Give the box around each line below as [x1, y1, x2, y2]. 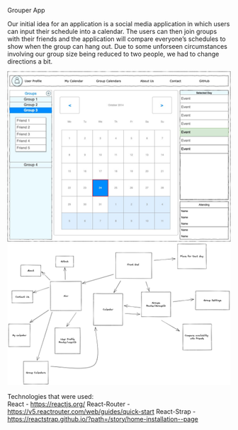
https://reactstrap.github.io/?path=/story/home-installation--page [7, 414, 198, 423]
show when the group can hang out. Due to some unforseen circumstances [7, 42, 228, 50]
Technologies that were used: [7, 392, 94, 400]
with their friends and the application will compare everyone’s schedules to [7, 35, 226, 43]
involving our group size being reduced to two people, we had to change [7, 50, 220, 58]
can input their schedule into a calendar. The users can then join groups [7, 28, 217, 35]
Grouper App [7, 6, 45, 14]
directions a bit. [7, 57, 53, 66]
